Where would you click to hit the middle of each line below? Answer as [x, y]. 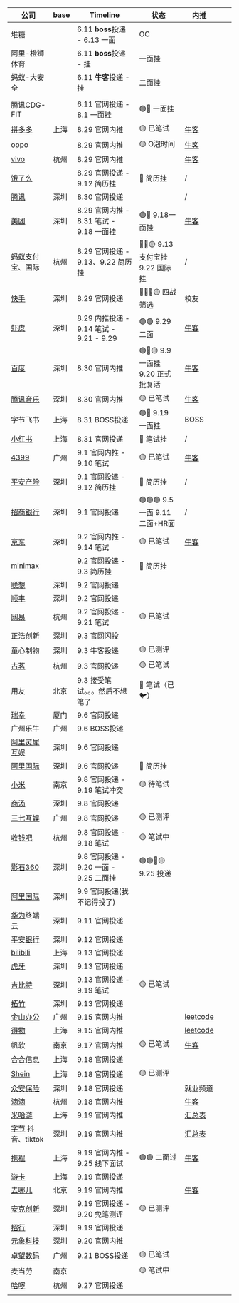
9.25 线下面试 [100, 1163]
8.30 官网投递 [100, 197]
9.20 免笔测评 [100, 1214]
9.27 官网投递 [100, 1286]
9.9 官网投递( [100, 891]
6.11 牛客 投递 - [103, 77]
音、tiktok [27, 1139]
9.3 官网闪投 [98, 636]
